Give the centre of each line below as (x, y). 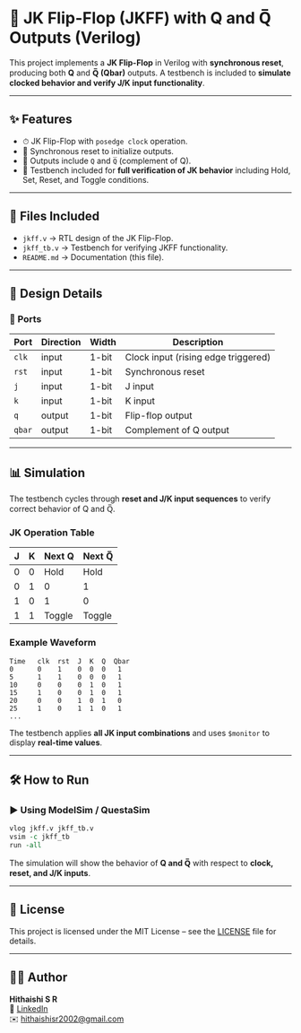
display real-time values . (56, 742)
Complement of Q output (177, 430)
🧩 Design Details (56, 293)
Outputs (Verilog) (75, 38)
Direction (61, 343)
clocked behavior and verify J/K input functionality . (107, 82)
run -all (26, 846)
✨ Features (41, 120)
